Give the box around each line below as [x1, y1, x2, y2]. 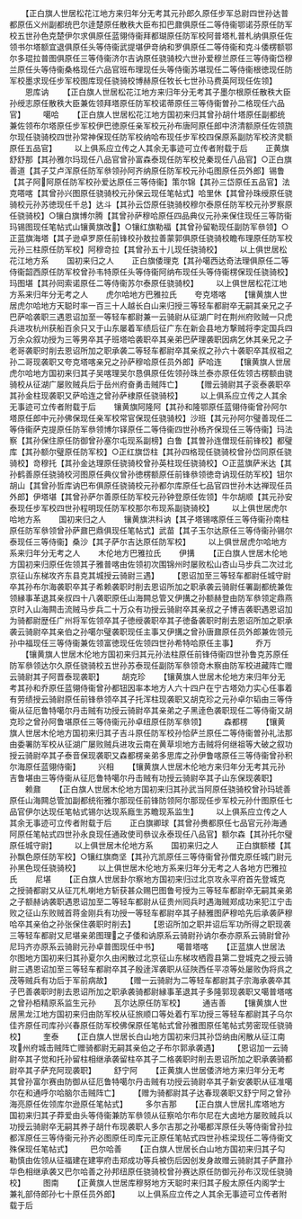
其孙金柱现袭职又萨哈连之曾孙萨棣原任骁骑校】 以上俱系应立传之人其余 [9, 390, 288, 400]
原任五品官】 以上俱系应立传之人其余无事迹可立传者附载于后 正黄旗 [9, 143, 289, 153]
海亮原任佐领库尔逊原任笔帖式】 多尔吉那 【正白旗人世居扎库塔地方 [9, 1098, 286, 1109]
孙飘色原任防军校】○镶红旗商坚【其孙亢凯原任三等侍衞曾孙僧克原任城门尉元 [9, 851, 292, 862]
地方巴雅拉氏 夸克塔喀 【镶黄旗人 [129, 289, 280, 300]
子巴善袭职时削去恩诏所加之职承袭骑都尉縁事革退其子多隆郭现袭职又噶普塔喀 [9, 986, 293, 997]
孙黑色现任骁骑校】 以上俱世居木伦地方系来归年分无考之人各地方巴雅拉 [9, 863, 288, 873]
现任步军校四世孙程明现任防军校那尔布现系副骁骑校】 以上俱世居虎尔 [16, 503, 288, 513]
